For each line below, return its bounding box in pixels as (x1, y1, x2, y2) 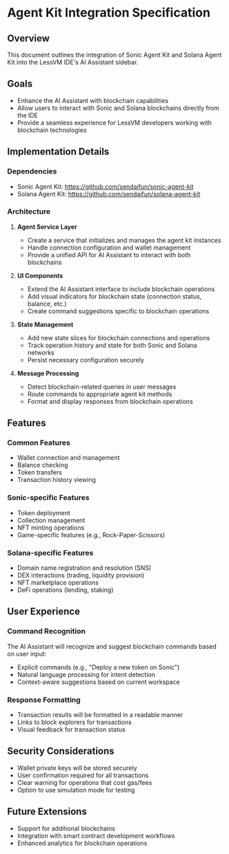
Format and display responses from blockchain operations (27, 397, 193, 405)
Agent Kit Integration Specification (7, 5, 210, 21)
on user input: (7, 649, 47, 658)
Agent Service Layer (17, 223, 77, 231)
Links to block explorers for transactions (17, 718, 132, 727)
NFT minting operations (17, 523, 85, 532)
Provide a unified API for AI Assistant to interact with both (27, 250, 191, 259)
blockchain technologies (17, 126, 88, 134)
